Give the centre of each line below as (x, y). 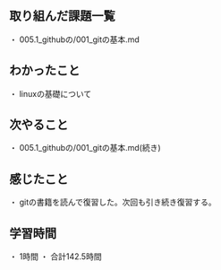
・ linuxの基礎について (51, 93)
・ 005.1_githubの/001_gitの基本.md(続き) (85, 148)
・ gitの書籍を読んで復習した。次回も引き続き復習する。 (113, 202)
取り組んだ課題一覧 (62, 16)
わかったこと (45, 70)
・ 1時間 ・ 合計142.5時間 (55, 257)
